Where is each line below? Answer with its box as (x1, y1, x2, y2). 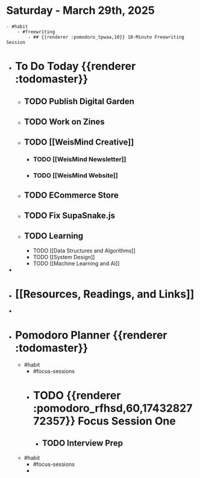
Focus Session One (77, 414, 176, 428)
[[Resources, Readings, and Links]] (14, 287, 195, 301)
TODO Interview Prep (42, 438, 123, 448)
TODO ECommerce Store (23, 190, 119, 200)
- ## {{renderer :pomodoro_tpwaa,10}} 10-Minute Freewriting (28, 34, 185, 40)
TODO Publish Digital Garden (23, 96, 134, 106)
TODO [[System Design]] (33, 253, 95, 260)
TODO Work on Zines (23, 116, 105, 127)
